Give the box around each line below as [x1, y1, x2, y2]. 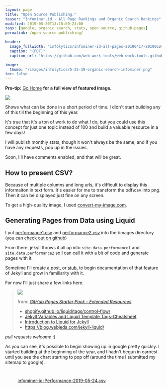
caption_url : [9, 53, 37, 58]
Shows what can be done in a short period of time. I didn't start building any [5, 104, 161, 110]
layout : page [5, 7, 32, 12]
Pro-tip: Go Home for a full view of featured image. [5, 85, 112, 91]
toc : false [5, 72, 28, 77]
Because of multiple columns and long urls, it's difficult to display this [5, 182, 148, 188]
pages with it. [5, 255, 33, 261]
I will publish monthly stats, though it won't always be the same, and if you [5, 139, 158, 145]
